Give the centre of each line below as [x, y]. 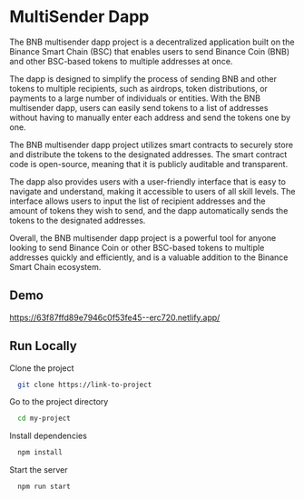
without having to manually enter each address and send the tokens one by [150, 117]
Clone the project [42, 368]
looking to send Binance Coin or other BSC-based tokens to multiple [137, 247]
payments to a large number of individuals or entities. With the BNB [135, 98]
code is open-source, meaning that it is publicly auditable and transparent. [149, 164]
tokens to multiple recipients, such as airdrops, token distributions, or [138, 88]
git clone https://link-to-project [85, 385]
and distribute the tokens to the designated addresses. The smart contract [148, 154]
